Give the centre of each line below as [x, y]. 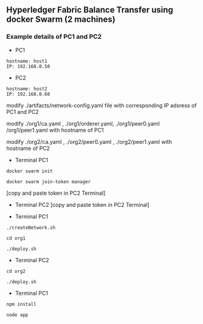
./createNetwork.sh [31, 228]
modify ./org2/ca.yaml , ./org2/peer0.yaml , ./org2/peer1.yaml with [89, 141]
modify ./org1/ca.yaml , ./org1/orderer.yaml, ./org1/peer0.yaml [83, 123]
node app [17, 315]
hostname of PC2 [28, 148]
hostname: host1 [27, 61]
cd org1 [16, 238]
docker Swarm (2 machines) [61, 20]
